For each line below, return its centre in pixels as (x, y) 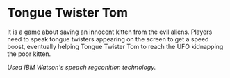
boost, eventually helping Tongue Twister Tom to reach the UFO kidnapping (115, 46)
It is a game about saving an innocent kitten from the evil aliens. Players (110, 32)
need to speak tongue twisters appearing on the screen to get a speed (108, 39)
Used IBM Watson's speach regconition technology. (82, 67)
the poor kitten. (29, 54)
